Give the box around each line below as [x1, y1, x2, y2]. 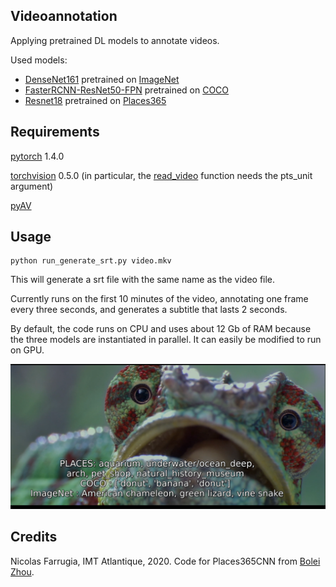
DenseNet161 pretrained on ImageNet [24, 73, 180, 85]
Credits [10, 529, 58, 546]
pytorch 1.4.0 [10, 150, 65, 162]
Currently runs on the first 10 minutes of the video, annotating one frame [10, 293, 309, 305]
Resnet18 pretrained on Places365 [24, 94, 167, 106]
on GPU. [10, 344, 45, 356]
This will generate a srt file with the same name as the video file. [10, 274, 276, 286]
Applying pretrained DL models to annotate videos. [10, 34, 220, 46]
